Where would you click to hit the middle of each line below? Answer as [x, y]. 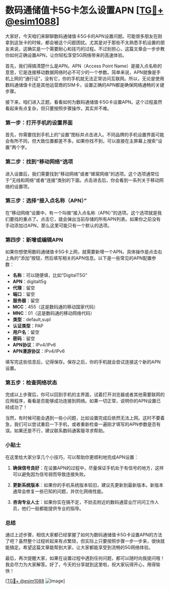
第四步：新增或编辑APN [34, 240]
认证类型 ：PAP [28, 326]
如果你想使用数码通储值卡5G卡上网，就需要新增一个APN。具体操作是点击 [81, 252]
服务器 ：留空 [26, 301]
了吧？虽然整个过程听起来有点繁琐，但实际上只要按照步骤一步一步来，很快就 [85, 541]
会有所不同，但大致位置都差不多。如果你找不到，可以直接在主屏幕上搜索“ [82, 141]
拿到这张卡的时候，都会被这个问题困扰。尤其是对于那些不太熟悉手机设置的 [83, 42]
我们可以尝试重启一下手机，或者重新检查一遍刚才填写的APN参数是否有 [87, 424]
